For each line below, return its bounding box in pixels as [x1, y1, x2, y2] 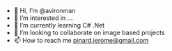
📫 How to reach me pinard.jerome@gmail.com [13, 37, 149, 44]
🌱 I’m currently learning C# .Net [13, 21, 105, 29]
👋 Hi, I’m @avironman [13, 7, 76, 14]
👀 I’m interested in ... [13, 14, 73, 22]
